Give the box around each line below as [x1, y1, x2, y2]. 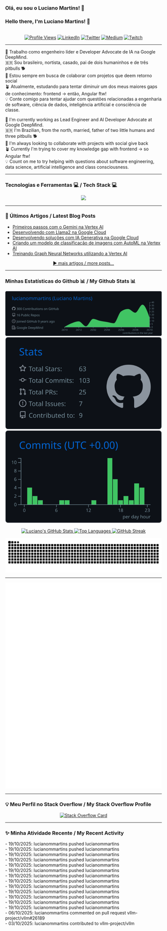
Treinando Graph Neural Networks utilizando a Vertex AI [12, 250, 128, 256]
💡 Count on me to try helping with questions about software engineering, [5, 158, 155, 164]
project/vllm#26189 [5, 915, 45, 921]
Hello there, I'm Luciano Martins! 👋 [5, 17, 90, 24]
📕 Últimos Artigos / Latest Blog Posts [5, 212, 96, 219]
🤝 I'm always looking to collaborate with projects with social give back [5, 140, 149, 146]
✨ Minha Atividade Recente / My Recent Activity [5, 829, 124, 836]
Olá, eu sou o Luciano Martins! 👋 [5, 4, 85, 11]
